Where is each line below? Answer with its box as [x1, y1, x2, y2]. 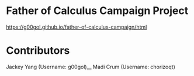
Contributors [6, 44, 70, 57]
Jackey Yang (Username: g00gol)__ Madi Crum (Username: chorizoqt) [6, 63, 175, 70]
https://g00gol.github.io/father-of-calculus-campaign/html [6, 23, 147, 30]
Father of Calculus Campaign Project [6, 4, 189, 18]
